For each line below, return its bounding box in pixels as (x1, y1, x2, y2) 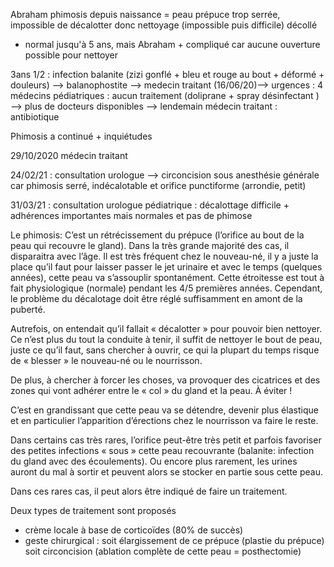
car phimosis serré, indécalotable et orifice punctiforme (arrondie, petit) (10, 180, 307, 191)
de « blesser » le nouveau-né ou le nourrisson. (10, 355, 203, 366)
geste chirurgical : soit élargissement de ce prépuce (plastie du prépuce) (24, 535, 325, 546)
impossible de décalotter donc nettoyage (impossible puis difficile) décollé (10, 19, 318, 31)
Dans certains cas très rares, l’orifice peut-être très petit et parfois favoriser (10, 434, 322, 446)
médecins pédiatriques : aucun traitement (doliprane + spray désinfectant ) (10, 90, 320, 101)
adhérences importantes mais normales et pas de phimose (10, 210, 253, 221)
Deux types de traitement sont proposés (10, 505, 177, 516)
